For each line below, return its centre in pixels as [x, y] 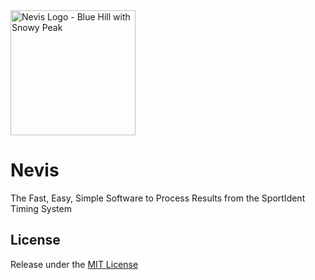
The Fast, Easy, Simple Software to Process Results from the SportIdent [158, 198]
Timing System [41, 208]
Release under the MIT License [74, 264]
